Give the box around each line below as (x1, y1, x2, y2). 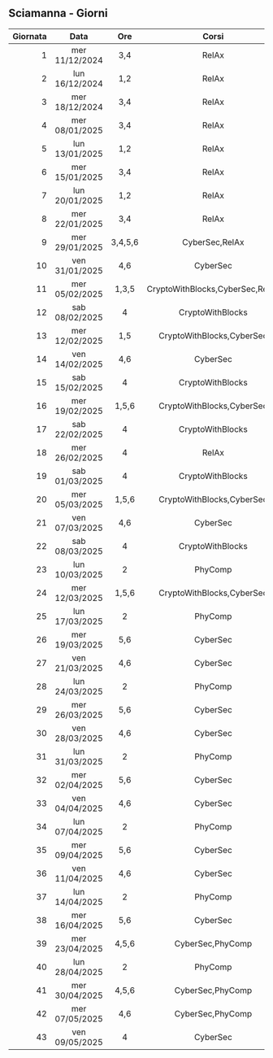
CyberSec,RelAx (181, 236, 245, 247)
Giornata (12, 30, 47, 41)
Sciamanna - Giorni (8, 7, 108, 20)
